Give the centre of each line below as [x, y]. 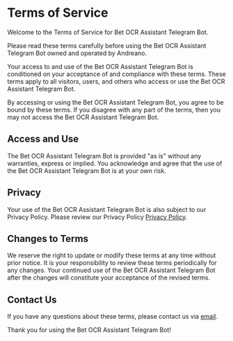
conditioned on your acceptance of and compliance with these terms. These [116, 74]
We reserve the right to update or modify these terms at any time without [112, 255]
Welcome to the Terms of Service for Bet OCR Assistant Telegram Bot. [108, 32]
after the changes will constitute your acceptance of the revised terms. [109, 278]
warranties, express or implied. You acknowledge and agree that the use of [115, 163]
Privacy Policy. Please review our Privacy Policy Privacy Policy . [97, 217]
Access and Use [43, 139]
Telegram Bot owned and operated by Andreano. [77, 53]
